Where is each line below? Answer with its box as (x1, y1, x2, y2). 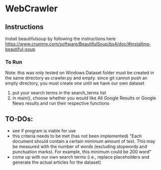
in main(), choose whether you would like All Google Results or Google (12, 95, 156, 101)
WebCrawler (5, 3, 58, 14)
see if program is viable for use (12, 128, 76, 134)
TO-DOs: (5, 115, 33, 123)
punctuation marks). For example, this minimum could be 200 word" (12, 149, 152, 155)
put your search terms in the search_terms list (12, 90, 107, 96)
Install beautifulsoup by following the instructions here (5, 36, 116, 42)
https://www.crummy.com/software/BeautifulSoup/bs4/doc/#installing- (5, 41, 151, 47)
